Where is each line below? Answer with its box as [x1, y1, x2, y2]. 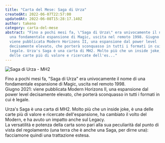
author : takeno [5, 21, 36, 26]
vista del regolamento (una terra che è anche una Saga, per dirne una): [5, 127, 149, 133]
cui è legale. [5, 97, 30, 103]
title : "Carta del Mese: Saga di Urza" [5, 7, 87, 12]
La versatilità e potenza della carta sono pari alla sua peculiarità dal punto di [5, 122, 159, 128]
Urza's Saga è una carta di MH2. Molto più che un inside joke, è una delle [5, 106, 154, 112]
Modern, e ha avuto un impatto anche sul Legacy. [5, 116, 106, 123]
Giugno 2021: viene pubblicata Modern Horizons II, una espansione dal [5, 86, 149, 92]
